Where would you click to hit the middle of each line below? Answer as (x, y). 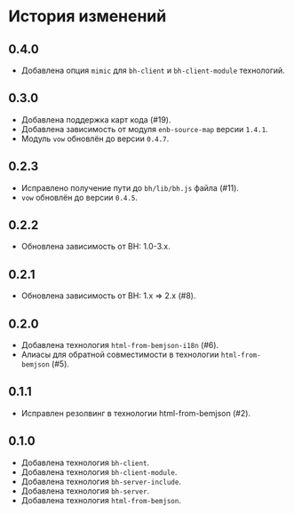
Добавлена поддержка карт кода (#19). (96, 119)
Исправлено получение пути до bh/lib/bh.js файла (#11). (130, 187)
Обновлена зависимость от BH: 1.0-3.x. (95, 247)
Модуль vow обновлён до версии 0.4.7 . (95, 138)
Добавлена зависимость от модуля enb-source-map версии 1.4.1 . (144, 129)
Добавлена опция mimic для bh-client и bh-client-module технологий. (153, 70)
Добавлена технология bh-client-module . (99, 471)
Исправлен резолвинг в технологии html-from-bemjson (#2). (135, 413)
